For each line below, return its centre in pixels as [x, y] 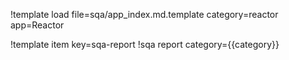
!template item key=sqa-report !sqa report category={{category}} [145, 44]
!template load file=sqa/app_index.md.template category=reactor [144, 14]
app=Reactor [37, 25]
